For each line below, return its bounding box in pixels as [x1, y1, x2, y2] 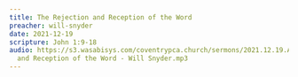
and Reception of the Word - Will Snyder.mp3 [17, 54, 189, 63]
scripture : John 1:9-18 [9, 37, 98, 47]
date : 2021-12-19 [9, 29, 74, 38]
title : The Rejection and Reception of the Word [9, 12, 192, 22]
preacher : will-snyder [9, 21, 93, 30]
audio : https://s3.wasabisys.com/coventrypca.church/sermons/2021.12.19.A [9, 46, 292, 55]
